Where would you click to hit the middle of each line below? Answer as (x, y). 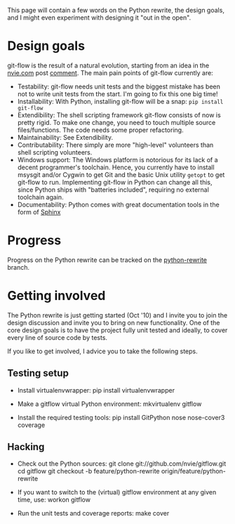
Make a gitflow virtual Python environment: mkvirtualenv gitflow (109, 404)
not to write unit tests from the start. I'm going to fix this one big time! (117, 93)
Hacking (26, 447)
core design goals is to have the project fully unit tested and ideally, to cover (117, 330)
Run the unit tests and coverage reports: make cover (93, 513)
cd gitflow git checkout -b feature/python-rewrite (88, 471)
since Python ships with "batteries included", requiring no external (113, 190)
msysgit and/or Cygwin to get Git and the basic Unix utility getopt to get (121, 174)
